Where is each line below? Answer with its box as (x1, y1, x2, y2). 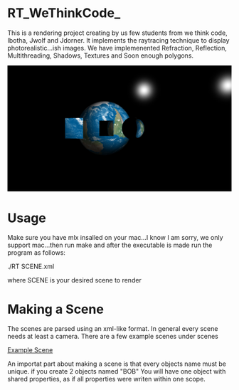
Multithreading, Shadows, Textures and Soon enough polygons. (7, 51, 194, 60)
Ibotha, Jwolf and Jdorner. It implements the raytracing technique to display (7, 36, 230, 44)
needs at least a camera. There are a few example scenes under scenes (7, 332, 218, 341)
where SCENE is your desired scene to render (7, 276, 142, 285)
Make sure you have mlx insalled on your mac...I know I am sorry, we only (7, 233, 223, 242)
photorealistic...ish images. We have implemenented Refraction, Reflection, (7, 43, 228, 52)
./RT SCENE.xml (7, 262, 55, 271)
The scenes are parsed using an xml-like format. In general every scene (7, 325, 218, 333)
